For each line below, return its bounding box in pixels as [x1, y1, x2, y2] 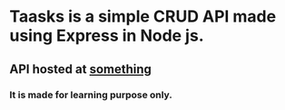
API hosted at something [9, 61, 152, 77]
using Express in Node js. [9, 25, 204, 46]
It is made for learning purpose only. [9, 88, 172, 101]
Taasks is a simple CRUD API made [9, 6, 277, 27]
